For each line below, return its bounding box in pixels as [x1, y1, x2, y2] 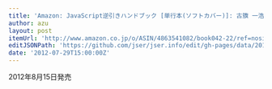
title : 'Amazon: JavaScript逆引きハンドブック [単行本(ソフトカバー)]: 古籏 [8, 11, 249, 20]
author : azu [8, 19, 49, 27]
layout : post [8, 26, 53, 34]
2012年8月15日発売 [8, 72, 72, 81]
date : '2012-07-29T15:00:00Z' [8, 49, 111, 57]
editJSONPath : [8, 42, 57, 50]
